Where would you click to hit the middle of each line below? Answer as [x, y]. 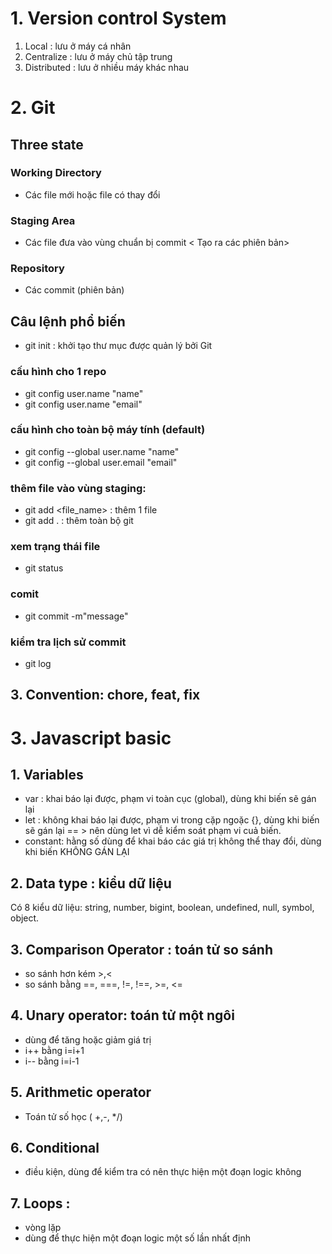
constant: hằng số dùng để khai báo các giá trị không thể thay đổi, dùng [173, 841]
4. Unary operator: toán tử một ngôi [122, 1015]
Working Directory [56, 173]
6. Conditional [55, 1148]
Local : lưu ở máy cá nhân [78, 46]
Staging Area [43, 220]
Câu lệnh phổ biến [68, 321]
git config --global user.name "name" [102, 451]
